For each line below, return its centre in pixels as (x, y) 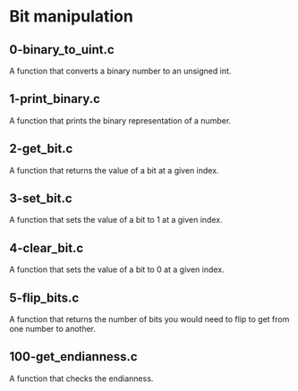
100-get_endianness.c (73, 357)
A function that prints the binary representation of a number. (120, 120)
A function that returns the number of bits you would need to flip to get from (149, 319)
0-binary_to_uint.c (62, 50)
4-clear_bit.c (47, 248)
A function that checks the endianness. (81, 378)
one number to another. (53, 329)
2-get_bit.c (41, 149)
